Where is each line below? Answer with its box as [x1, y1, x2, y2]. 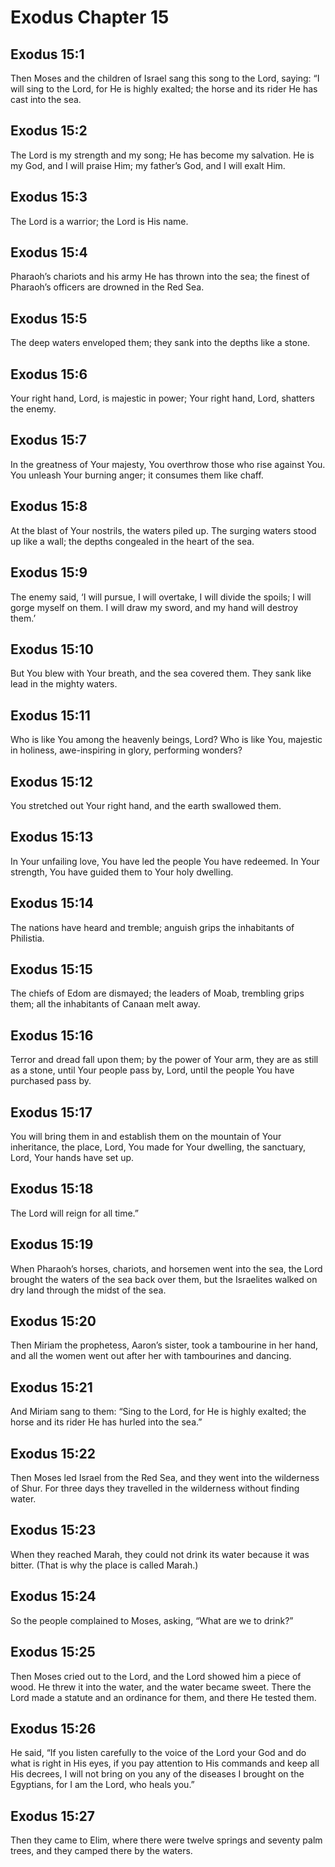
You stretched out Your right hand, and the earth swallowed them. [10, 799, 282, 811]
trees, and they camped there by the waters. [10, 1845, 193, 1857]
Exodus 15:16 [10, 1027, 94, 1044]
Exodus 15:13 [10, 829, 94, 846]
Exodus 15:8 [10, 498, 88, 515]
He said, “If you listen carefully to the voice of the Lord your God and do [10, 1747, 307, 1759]
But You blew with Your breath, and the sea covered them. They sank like [10, 667, 312, 680]
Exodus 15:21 [10, 1379, 93, 1396]
